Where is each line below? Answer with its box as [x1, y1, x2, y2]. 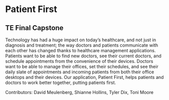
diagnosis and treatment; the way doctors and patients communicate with [5, 42, 158, 48]
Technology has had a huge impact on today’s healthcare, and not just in [5, 37, 156, 43]
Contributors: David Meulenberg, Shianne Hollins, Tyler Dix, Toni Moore [5, 89, 154, 95]
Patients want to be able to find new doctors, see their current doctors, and [5, 53, 161, 59]
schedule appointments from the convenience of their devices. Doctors [5, 58, 153, 64]
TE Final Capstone [5, 24, 64, 32]
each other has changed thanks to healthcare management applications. [5, 48, 156, 53]
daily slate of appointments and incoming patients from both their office [5, 69, 154, 75]
